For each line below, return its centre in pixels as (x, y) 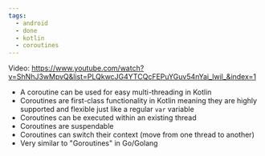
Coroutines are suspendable (67, 126)
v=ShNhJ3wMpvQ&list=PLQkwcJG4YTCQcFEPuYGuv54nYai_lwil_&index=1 (132, 77)
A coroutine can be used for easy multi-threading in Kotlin (116, 92)
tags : (17, 16)
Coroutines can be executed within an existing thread (108, 118)
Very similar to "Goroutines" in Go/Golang (89, 143)
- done (26, 30)
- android (32, 23)
